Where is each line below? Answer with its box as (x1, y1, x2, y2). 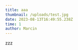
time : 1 (5, 21, 22, 27)
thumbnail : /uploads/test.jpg (5, 12, 69, 17)
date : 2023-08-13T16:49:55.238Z (5, 17, 73, 22)
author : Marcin (5, 26, 37, 31)
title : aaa (5, 7, 28, 13)
